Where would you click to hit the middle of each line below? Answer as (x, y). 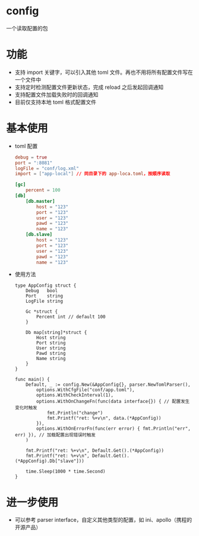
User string (51, 348)
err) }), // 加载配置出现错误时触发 (55, 435)
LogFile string (45, 301)
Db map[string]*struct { (56, 333)
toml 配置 (26, 146)
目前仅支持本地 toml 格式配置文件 (56, 102)
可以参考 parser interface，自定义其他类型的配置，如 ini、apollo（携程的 (103, 520)
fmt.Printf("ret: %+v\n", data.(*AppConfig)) (104, 419)
